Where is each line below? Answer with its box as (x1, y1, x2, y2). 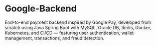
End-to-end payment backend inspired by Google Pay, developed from (5, 19, 151, 25)
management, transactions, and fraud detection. (5, 35, 105, 41)
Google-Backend (5, 3, 77, 14)
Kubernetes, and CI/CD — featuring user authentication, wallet (5, 30, 134, 36)
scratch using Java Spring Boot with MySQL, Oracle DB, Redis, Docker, (5, 24, 151, 30)
